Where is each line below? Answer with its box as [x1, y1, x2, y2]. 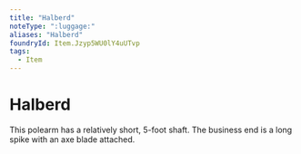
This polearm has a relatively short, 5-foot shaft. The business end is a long [9, 124, 293, 135]
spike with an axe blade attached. [9, 133, 135, 145]
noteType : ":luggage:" [9, 22, 95, 31]
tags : [9, 47, 30, 56]
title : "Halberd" [9, 13, 75, 23]
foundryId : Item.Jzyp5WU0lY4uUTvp [9, 38, 141, 48]
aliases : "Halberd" [9, 30, 84, 39]
